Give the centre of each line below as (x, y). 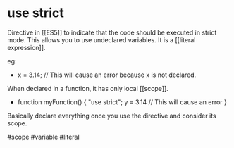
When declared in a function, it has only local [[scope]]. (88, 88)
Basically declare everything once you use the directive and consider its (112, 116)
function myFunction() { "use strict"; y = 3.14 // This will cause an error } (122, 102)
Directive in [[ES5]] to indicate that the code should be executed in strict (112, 32)
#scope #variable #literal (43, 137)
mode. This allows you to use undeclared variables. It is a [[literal (101, 39)
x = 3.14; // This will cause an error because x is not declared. (107, 75)
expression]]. (26, 47)
